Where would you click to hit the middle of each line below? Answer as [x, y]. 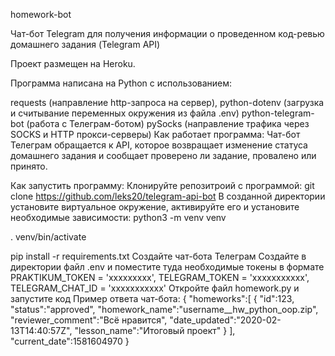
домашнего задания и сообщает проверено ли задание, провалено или [163, 155]
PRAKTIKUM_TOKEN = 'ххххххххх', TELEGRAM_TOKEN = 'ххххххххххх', [160, 277]
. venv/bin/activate [48, 237]
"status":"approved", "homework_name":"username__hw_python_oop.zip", [164, 309]
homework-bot [41, 14]
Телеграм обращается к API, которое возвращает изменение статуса [159, 145]
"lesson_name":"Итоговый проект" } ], [155, 330]
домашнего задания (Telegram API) [85, 44]
